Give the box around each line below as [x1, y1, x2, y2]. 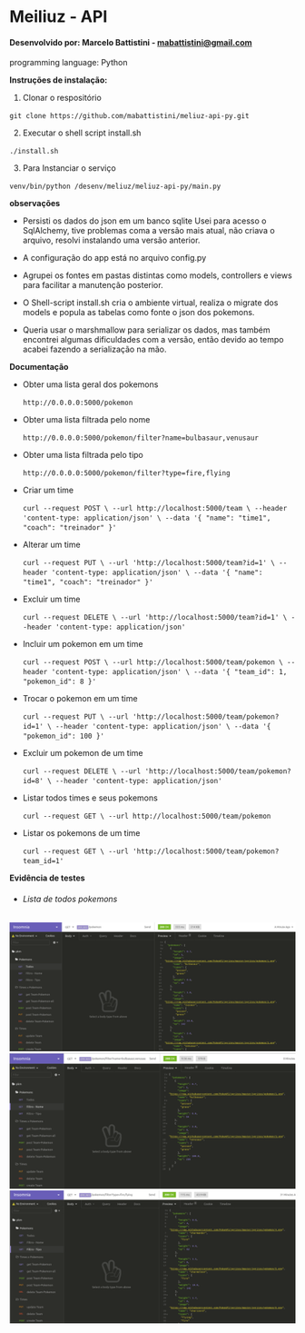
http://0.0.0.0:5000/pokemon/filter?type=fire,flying [22, 469, 231, 478]
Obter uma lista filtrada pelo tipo [22, 450, 143, 461]
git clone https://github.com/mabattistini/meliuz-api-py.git [9, 112, 250, 121]
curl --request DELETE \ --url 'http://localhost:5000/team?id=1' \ [22, 613, 288, 622]
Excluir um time [22, 593, 81, 605]
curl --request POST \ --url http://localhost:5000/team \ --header [22, 504, 288, 513]
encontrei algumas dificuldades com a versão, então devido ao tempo [22, 334, 284, 345]
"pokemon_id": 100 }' [22, 731, 104, 741]
